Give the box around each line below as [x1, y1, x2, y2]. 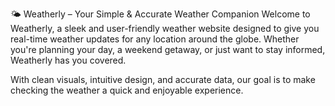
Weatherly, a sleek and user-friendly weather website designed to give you [10, 23, 320, 34]
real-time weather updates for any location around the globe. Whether [10, 33, 300, 45]
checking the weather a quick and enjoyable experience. [10, 84, 244, 96]
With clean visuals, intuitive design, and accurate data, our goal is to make [10, 74, 316, 85]
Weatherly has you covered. [10, 54, 127, 66]
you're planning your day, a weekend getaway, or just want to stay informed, [10, 44, 326, 55]
